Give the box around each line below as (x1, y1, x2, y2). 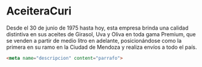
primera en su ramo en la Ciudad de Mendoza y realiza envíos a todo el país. (6, 43, 197, 51)
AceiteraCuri (6, 4, 72, 18)
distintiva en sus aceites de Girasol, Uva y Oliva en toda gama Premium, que (6, 30, 196, 37)
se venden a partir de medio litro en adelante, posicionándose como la (6, 37, 182, 44)
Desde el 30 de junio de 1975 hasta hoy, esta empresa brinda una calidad (6, 24, 189, 31)
